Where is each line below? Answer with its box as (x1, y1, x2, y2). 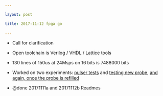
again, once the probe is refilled (12, 75, 80, 81)
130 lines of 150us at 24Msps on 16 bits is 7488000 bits (12, 59, 129, 65)
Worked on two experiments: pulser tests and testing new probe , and (12, 69, 158, 76)
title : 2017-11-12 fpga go (5, 21, 62, 26)
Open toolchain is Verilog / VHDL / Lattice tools (12, 50, 112, 56)
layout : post (5, 12, 33, 17)
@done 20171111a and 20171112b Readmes (12, 85, 101, 91)
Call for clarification (12, 39, 54, 46)
